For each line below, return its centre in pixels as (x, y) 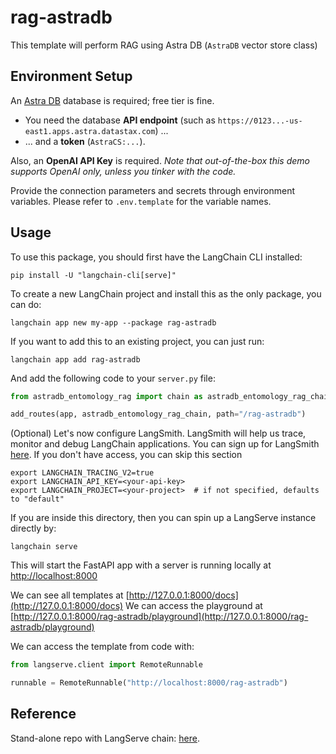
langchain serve (44, 547)
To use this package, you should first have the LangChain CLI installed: (156, 257)
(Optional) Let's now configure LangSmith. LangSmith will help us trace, (158, 433)
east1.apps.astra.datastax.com (90, 131)
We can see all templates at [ (70, 595)
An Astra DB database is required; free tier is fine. (112, 100)
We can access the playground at (194, 606)
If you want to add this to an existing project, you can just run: (137, 341)
